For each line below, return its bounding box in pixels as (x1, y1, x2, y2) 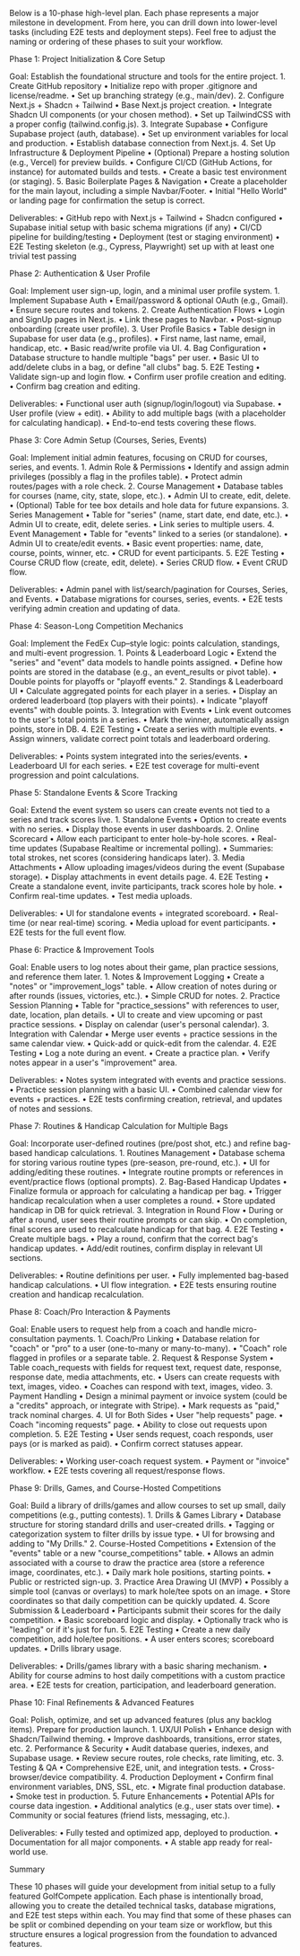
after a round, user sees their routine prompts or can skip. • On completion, (9, 1214, 288, 1225)
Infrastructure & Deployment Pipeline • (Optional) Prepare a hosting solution (9, 147, 290, 158)
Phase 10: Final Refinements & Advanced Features (9, 1697, 194, 1707)
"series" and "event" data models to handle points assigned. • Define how (9, 657, 283, 667)
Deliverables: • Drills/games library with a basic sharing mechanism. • (9, 1661, 268, 1671)
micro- (232, 1324, 258, 1335)
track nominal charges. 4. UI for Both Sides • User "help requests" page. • (9, 1410, 284, 1420)
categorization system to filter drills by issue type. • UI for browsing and (9, 1529, 276, 1539)
